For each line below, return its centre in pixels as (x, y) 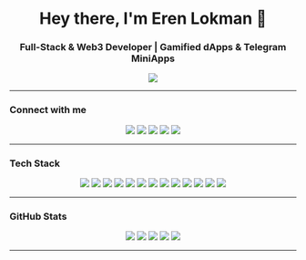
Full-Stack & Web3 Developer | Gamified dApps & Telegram (153, 47)
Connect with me (48, 110)
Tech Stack (35, 163)
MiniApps (153, 58)
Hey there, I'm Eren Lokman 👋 (153, 19)
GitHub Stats (38, 216)
